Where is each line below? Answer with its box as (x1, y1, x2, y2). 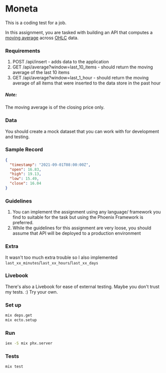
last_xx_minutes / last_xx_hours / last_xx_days (5, 259, 99, 265)
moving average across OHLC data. (5, 35, 79, 41)
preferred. (12, 220, 34, 226)
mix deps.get (5, 313, 33, 318)
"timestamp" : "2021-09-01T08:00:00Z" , (10, 162, 91, 167)
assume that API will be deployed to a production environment (12, 230, 141, 236)
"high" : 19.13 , (10, 171, 42, 176)
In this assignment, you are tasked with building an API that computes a (5, 29, 153, 35)
